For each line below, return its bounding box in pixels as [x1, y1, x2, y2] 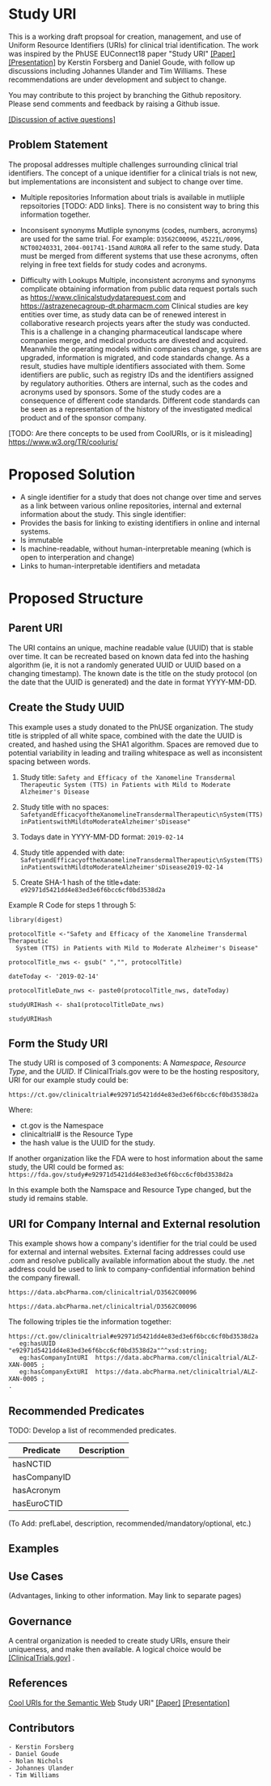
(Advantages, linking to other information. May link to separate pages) [8, 1591, 242, 1601]
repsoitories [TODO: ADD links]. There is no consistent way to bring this [19, 201, 260, 210]
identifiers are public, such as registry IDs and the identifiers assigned [19, 370, 254, 379]
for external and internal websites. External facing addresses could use [8, 1247, 246, 1257]
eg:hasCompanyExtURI [19, 1368, 89, 1376]
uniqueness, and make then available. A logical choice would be [8, 1644, 222, 1654]
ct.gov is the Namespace [19, 1121, 104, 1131]
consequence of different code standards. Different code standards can [19, 396, 260, 405]
